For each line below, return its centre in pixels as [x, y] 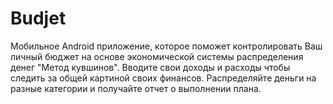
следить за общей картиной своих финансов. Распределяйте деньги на [163, 78]
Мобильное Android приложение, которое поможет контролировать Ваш [166, 46]
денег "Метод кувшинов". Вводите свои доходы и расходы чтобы [150, 67]
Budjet [38, 18]
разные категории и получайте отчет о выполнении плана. [136, 88]
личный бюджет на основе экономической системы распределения [157, 56]
